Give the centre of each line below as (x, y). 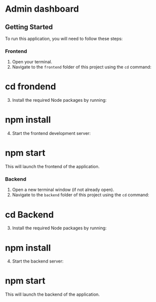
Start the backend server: (38, 261)
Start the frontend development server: (51, 133)
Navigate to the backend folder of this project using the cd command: (81, 195)
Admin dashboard (42, 9)
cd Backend (29, 215)
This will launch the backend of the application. (52, 294)
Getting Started (29, 27)
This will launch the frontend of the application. (52, 167)
